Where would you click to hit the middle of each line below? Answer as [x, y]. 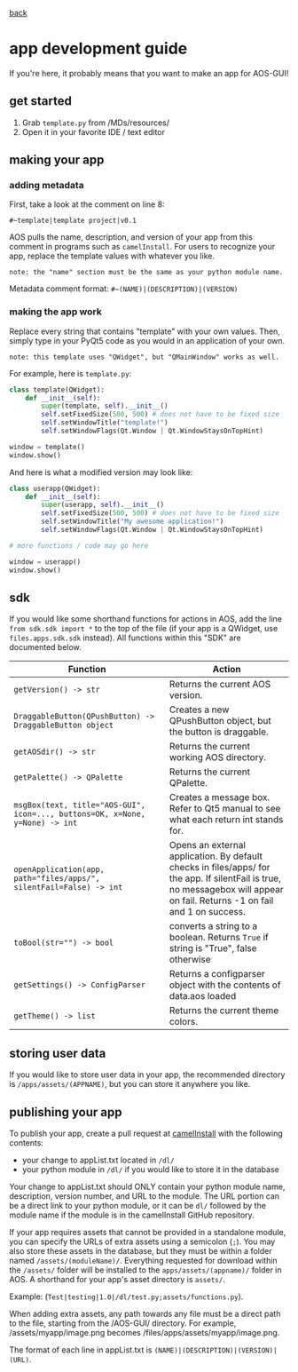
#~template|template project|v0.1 [73, 221]
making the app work [55, 312]
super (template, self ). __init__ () [105, 406]
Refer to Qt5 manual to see [225, 809]
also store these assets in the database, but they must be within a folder [141, 1251]
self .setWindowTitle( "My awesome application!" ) [133, 522]
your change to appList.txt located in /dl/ [98, 1160]
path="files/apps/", [57, 879]
